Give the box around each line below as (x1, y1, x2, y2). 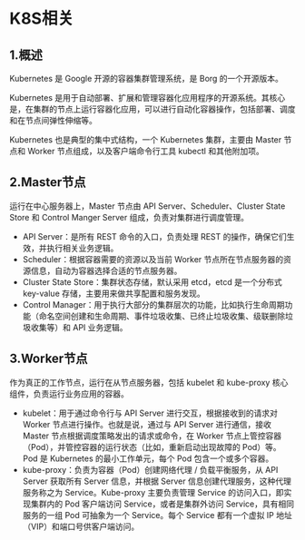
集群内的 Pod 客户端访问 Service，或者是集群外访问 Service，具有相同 (30, 498, 295, 509)
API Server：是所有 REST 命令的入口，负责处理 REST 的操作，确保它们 (22, 231, 288, 241)
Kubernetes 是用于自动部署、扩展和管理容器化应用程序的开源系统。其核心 (9, 93, 286, 103)
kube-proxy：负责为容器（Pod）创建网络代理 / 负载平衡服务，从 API (22, 464, 279, 475)
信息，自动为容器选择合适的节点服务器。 (30, 265, 182, 276)
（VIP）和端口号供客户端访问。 (22, 521, 140, 532)
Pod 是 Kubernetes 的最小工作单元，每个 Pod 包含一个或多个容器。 (22, 453, 274, 464)
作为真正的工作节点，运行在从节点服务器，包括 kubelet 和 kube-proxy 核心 (9, 377, 289, 388)
